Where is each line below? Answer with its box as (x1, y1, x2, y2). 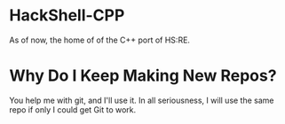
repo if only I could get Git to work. (9, 104, 137, 115)
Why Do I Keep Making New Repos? (9, 66, 277, 86)
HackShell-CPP (9, 5, 125, 26)
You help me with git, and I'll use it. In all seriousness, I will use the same (9, 95, 274, 105)
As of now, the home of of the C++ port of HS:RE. (9, 35, 191, 45)
